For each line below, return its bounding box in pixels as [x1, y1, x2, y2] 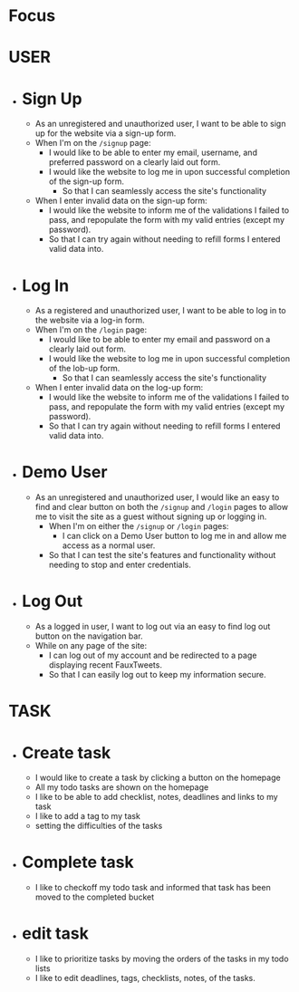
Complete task [21, 852, 135, 872]
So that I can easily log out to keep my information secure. [48, 669, 266, 680]
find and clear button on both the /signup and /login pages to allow [34, 502, 289, 513]
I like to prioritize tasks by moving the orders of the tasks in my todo [34, 953, 289, 965]
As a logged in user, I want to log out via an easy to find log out [34, 621, 271, 632]
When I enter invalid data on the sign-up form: [34, 196, 207, 207]
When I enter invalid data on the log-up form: [34, 382, 204, 393]
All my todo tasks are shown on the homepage [34, 782, 209, 793]
